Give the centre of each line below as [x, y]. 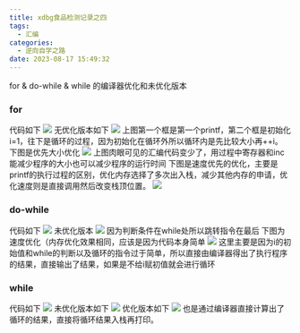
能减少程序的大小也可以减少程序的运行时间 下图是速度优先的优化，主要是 [144, 164]
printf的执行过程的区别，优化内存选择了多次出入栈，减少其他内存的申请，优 [149, 175]
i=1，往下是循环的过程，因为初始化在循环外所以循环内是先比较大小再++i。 [146, 141]
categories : [31, 43]
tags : [19, 26]
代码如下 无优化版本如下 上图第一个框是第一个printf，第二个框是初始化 [150, 130]
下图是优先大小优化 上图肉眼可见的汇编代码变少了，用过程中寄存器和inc [147, 152]
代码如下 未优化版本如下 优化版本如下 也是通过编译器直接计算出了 [147, 308]
